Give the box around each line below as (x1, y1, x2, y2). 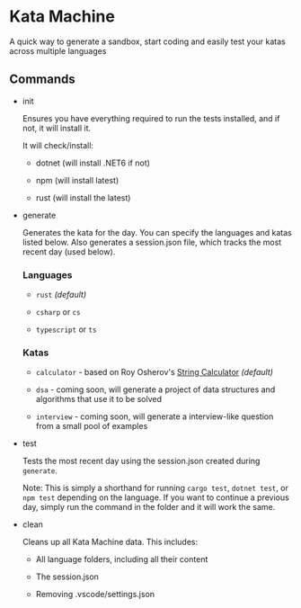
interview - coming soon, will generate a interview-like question (35, 411, 274, 422)
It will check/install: (22, 139, 94, 150)
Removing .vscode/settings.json (35, 589, 155, 600)
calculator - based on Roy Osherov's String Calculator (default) (35, 367, 274, 378)
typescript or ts (35, 324, 97, 335)
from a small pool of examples (35, 421, 148, 432)
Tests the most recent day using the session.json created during (22, 456, 261, 467)
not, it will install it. (22, 122, 92, 133)
